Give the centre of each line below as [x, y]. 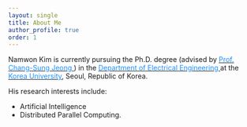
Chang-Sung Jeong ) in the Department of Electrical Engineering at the [123, 68]
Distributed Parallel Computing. [70, 115]
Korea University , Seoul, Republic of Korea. [78, 76]
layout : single [33, 15]
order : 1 [22, 37]
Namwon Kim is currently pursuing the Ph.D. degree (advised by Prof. [121, 60]
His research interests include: [58, 92]
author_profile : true [44, 30]
